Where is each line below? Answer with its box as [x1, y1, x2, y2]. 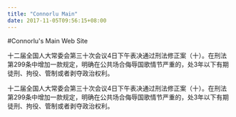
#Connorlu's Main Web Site [7, 36, 88, 45]
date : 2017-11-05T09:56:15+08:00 [7, 17, 107, 24]
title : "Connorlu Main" [7, 10, 78, 18]
